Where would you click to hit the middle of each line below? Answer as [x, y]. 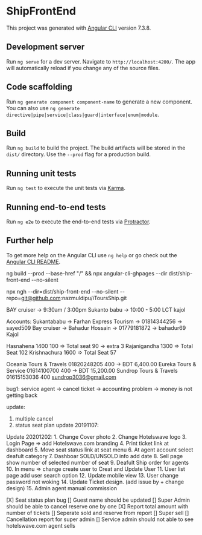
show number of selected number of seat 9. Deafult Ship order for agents [97, 462]
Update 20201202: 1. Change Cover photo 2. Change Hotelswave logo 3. [96, 436]
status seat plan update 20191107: [57, 425]
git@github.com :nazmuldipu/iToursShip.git [74, 298]
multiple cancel [34, 418]
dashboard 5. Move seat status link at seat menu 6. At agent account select [100, 450]
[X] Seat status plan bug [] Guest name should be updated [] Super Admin [98, 500]
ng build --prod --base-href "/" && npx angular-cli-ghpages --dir [87, 273]
